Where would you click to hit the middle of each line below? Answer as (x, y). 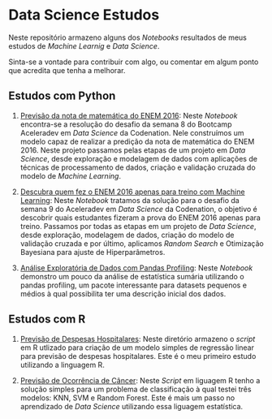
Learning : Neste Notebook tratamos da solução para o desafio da (130, 200)
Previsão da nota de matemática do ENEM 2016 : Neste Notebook (129, 115)
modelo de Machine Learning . (71, 175)
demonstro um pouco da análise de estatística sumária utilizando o (132, 276)
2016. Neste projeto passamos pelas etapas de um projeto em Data (133, 150)
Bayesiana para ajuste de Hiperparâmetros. (93, 252)
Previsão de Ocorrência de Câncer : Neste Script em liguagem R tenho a (140, 380)
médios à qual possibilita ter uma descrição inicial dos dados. (123, 293)
